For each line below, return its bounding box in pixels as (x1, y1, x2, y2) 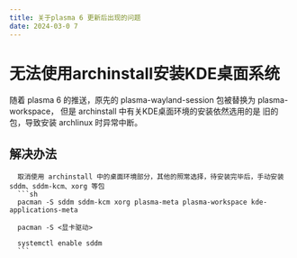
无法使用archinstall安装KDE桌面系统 (9, 63, 281, 84)
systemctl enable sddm (17, 239, 103, 248)
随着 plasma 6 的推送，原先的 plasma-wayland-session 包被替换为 (9, 95, 256, 106)
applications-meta (9, 206, 78, 215)
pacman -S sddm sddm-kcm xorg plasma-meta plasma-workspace (17, 198, 247, 207)
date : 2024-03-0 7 (9, 22, 78, 31)
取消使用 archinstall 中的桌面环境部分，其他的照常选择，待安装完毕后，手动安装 (17, 172, 284, 181)
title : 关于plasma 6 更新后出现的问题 (9, 13, 141, 23)
